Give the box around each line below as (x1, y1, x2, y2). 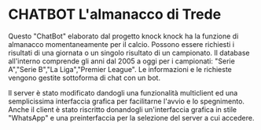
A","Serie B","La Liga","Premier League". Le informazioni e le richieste (8, 64, 232, 74)
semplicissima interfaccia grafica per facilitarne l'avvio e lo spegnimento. (8, 96, 245, 106)
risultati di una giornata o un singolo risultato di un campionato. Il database (8, 48, 250, 57)
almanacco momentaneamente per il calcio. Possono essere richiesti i (8, 39, 234, 49)
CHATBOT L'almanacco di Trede (8, 5, 222, 23)
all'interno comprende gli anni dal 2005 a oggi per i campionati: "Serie (8, 56, 236, 66)
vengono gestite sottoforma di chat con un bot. (8, 73, 161, 82)
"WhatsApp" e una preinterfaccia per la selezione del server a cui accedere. (8, 113, 255, 122)
